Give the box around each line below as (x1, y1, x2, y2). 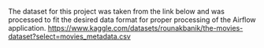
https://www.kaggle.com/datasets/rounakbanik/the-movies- (47, 24, 244, 32)
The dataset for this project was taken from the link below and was (8, 7, 225, 16)
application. (8, 24, 46, 32)
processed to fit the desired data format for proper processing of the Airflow (8, 15, 256, 24)
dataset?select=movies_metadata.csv (8, 31, 132, 41)
